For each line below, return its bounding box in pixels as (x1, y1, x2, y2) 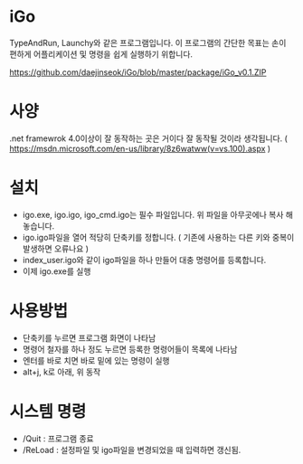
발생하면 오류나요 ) (22, 242, 89, 254)
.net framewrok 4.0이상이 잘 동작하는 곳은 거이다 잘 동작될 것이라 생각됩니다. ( (9, 133, 288, 144)
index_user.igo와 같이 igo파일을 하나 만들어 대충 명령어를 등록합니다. (22, 254, 267, 265)
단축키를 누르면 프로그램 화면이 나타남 (22, 332, 156, 343)
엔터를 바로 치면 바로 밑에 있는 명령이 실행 (22, 355, 170, 365)
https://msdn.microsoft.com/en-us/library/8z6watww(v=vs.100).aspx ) (9, 143, 271, 154)
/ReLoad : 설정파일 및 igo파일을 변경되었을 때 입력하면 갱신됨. (22, 444, 241, 455)
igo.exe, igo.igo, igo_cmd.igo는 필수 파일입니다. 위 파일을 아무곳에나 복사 (22, 209, 284, 220)
